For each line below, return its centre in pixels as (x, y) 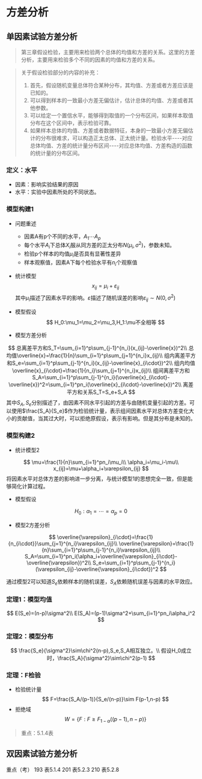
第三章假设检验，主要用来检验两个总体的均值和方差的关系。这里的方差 (108, 52)
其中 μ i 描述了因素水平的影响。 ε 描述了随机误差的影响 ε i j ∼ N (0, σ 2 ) (95, 298)
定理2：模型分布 (30, 636)
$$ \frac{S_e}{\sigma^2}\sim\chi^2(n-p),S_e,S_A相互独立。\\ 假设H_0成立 (101, 650)
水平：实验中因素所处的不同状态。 (57, 192)
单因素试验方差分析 (42, 36)
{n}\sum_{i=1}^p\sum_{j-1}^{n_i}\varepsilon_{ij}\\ (101, 550)
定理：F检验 (23, 675)
